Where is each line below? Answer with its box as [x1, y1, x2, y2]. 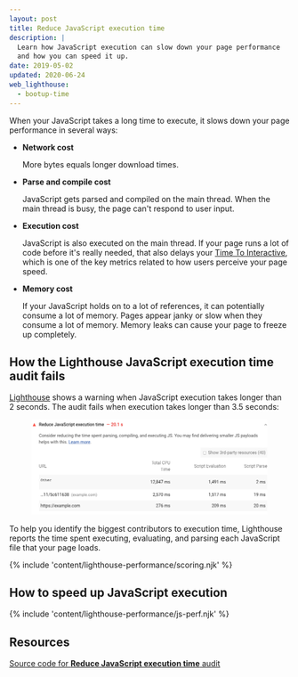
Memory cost [21, 283, 73, 294]
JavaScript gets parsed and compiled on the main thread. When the [21, 193, 271, 204]
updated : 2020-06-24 [9, 71, 86, 80]
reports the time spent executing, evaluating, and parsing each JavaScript [9, 533, 280, 543]
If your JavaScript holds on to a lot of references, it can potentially [21, 300, 265, 311]
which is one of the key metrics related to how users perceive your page [21, 257, 287, 267]
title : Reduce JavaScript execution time [9, 23, 165, 33]
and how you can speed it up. [17, 52, 129, 61]
